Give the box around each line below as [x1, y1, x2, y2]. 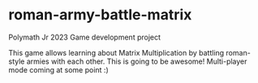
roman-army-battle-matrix [8, 6, 192, 24]
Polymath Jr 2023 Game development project [8, 32, 161, 42]
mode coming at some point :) [8, 64, 109, 74]
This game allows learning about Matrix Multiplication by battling [8, 48, 225, 57]
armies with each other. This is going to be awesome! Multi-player [26, 56, 247, 66]
